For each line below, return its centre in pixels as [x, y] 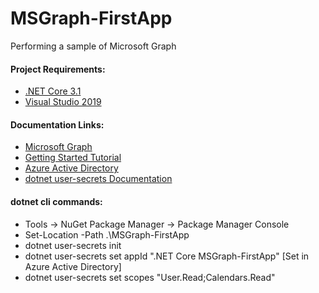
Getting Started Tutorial [73, 158]
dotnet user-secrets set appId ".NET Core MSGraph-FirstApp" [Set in [167, 256]
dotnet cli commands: [56, 201]
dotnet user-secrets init [73, 245]
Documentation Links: [57, 124]
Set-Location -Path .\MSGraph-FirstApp [107, 234]
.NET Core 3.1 [53, 91]
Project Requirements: [58, 69]
